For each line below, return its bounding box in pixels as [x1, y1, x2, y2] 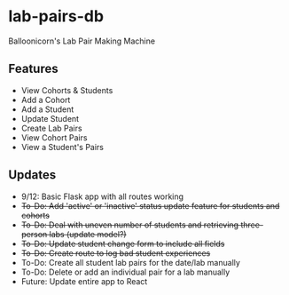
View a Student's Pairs [20, 141, 104, 152]
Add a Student [20, 104, 74, 115]
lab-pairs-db [8, 6, 104, 27]
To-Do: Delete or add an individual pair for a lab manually [20, 267, 230, 277]
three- [240, 219, 263, 230]
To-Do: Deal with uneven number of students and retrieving [20, 219, 239, 230]
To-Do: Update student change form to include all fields [20, 238, 225, 249]
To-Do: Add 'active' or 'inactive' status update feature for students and [20, 200, 280, 211]
